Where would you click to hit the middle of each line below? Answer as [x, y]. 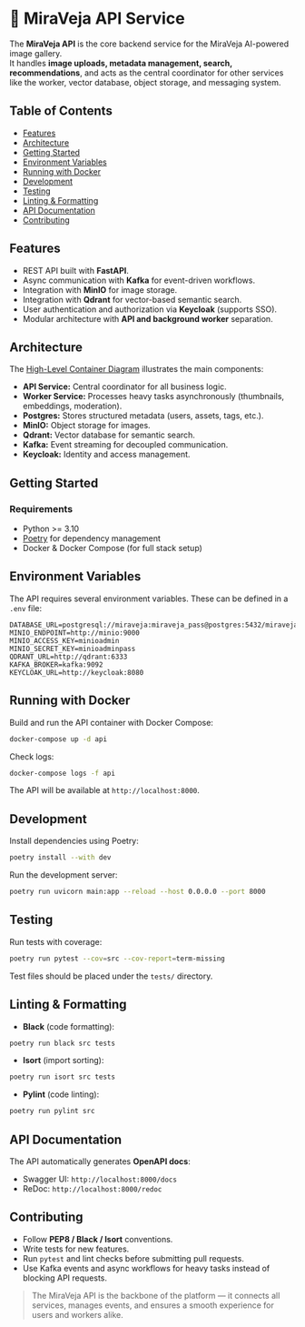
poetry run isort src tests [63, 1077]
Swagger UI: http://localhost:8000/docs [99, 1179]
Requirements [41, 508]
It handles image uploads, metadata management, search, [121, 63]
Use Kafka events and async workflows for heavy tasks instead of [146, 1268]
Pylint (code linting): [61, 1094]
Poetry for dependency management [92, 538]
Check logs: [32, 756]
